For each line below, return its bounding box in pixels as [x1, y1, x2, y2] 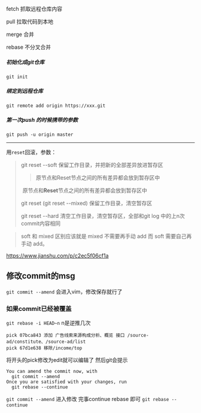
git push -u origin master [6, 131, 74, 137]
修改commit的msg [6, 271, 76, 281]
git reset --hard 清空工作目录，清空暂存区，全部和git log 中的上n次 [20, 212, 185, 219]
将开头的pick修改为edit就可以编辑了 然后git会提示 [6, 357, 128, 364]
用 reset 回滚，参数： [6, 148, 57, 155]
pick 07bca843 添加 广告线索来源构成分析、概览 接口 [6, 333, 125, 339]
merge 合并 [6, 31, 35, 38]
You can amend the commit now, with [6, 369, 98, 375]
